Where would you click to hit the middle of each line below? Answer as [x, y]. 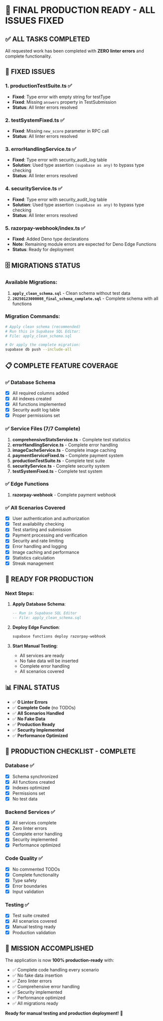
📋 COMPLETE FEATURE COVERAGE [62, 366]
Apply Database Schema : [39, 604]
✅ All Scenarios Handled [38, 713]
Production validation [34, 932]
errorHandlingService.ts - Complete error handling [65, 445]
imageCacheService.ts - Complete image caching [64, 450]
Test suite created [31, 916]
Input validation [28, 891]
